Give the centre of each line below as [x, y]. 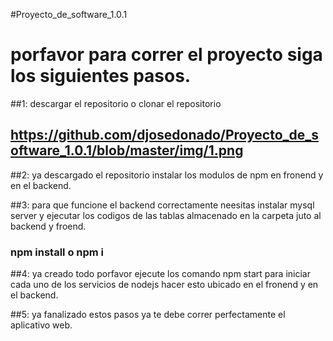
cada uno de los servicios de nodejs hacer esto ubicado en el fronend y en [164, 285]
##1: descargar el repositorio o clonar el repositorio [116, 103]
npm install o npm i [57, 252]
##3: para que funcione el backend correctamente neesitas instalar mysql [162, 205]
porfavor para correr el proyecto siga [166, 55]
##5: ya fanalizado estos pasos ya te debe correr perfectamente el [148, 315]
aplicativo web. [41, 325]
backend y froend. [48, 226]
